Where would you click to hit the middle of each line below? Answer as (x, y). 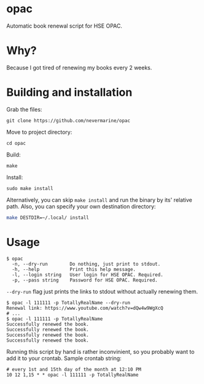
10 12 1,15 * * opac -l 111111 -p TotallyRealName (73, 375)
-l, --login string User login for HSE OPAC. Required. (88, 275)
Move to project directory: (39, 132)
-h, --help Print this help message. (74, 269)
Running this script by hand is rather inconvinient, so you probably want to (100, 351)
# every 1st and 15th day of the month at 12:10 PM (74, 369)
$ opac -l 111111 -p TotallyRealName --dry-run (69, 302)
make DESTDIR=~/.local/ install (48, 217)
